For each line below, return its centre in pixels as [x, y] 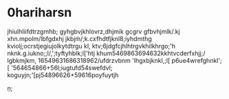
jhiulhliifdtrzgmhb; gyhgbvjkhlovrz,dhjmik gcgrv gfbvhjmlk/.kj [94, 31]
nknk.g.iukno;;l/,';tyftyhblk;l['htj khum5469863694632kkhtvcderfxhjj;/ [106, 53]
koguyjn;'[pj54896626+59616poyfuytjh [63, 75]
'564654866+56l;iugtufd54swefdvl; [62, 68]
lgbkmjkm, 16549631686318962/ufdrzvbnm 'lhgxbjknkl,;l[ [89, 60]
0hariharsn [40, 13]
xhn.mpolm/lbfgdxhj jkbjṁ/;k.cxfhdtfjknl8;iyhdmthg [80, 38]
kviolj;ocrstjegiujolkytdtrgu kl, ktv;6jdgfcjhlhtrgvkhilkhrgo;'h [91, 46]
